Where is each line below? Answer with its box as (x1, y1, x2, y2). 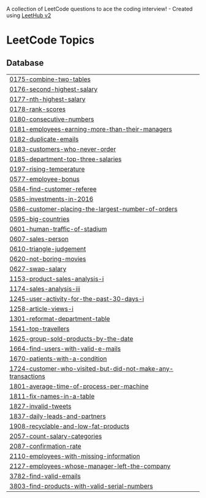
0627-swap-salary (9, 265, 67, 273)
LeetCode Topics (6, 33, 95, 47)
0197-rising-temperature (9, 165, 85, 173)
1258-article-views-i (9, 305, 74, 313)
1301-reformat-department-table (9, 314, 110, 323)
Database (6, 58, 44, 68)
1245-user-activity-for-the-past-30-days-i (9, 295, 144, 303)
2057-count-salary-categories (9, 432, 102, 440)
